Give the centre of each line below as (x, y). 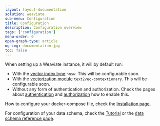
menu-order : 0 (20, 37)
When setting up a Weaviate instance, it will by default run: (64, 64)
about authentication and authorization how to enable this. (71, 94)
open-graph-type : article (31, 41)
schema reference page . (30, 118)
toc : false (16, 50)
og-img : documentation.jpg (32, 46)
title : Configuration (27, 23)
